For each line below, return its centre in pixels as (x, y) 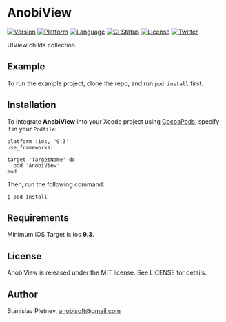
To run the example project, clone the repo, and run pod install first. (105, 83)
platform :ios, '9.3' (38, 141)
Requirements (38, 218)
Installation (32, 105)
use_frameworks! (30, 147)
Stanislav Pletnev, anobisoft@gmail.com (64, 311)
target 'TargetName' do (41, 160)
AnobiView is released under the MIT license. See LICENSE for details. (107, 272)
